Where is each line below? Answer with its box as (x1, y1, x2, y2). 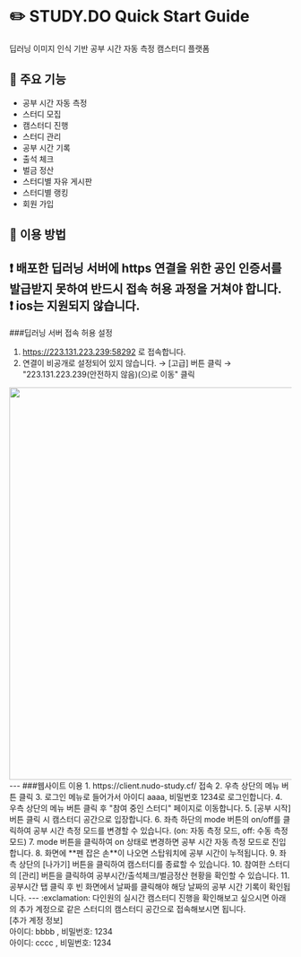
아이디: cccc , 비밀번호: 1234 (9, 937, 112, 948)
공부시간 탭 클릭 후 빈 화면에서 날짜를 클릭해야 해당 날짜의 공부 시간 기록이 (9, 881, 267, 892)
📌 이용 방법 (9, 227, 67, 242)
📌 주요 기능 (9, 72, 67, 87)
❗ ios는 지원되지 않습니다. (9, 298, 141, 313)
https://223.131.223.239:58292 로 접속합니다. (21, 346, 186, 357)
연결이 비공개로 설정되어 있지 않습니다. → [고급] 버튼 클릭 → (21, 357, 232, 368)
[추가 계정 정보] (9, 915, 64, 926)
